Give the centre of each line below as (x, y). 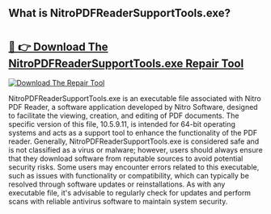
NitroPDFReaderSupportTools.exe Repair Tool (126, 63)
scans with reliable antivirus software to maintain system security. (118, 201)
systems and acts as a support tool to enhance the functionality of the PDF (133, 133)
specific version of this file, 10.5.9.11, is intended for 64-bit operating (122, 124)
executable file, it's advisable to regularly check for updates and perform (130, 193)
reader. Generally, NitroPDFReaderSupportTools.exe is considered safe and (134, 141)
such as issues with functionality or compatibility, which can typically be (129, 176)
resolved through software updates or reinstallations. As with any (117, 184)
